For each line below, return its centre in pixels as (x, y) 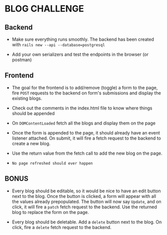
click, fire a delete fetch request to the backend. (62, 227)
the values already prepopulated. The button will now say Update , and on (86, 201)
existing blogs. (27, 98)
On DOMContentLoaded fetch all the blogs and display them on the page (84, 123)
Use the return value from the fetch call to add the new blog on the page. (87, 153)
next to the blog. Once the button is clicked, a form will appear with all (84, 196)
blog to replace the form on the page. (50, 212)
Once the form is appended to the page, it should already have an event (86, 133)
